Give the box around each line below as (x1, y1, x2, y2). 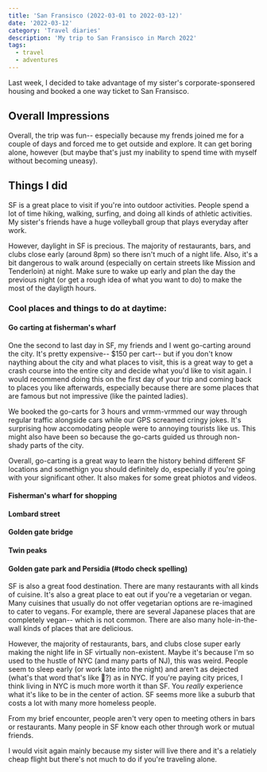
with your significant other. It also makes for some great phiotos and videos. (8, 473, 257, 482)
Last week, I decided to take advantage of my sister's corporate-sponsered (8, 77, 256, 88)
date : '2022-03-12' (8, 19, 73, 27)
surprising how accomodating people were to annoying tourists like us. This (8, 423, 257, 433)
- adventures (15, 57, 59, 64)
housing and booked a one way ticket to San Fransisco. (8, 86, 189, 96)
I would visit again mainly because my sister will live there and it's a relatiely (8, 746, 257, 756)
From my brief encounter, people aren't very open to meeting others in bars (8, 714, 256, 723)
